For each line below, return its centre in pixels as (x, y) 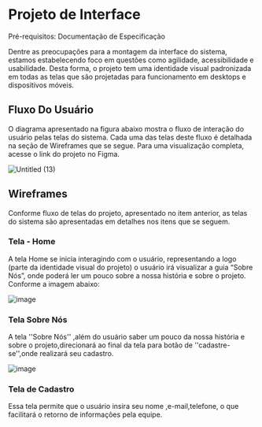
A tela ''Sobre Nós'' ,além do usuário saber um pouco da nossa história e (127, 337)
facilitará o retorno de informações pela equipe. (85, 414)
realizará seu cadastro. (76, 354)
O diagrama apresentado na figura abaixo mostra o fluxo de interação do (126, 128)
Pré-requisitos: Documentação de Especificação (87, 36)
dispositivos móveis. (41, 85)
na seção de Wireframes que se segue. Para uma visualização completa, (126, 145)
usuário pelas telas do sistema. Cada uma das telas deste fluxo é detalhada (130, 137)
